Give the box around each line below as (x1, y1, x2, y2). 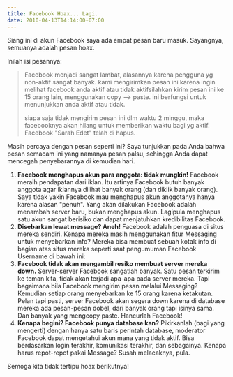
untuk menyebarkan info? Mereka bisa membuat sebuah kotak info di (17, 237, 216, 245)
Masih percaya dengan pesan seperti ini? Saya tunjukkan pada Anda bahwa (7, 142, 225, 150)
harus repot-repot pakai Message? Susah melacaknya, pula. (17, 348, 190, 357)
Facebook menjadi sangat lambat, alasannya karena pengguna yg (24, 71, 213, 79)
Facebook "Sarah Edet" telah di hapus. (24, 128, 136, 137)
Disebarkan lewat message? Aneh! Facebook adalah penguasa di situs (17, 222, 225, 230)
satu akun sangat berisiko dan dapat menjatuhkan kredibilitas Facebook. (17, 214, 225, 223)
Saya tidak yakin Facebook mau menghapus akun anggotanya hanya (17, 193, 215, 201)
